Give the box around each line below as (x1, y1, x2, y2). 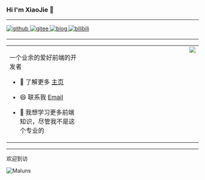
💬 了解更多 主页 (20, 78, 64, 86)
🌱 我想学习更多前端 (20, 108, 74, 117)
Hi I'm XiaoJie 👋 (6, 5, 54, 14)
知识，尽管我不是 (20, 117, 69, 126)
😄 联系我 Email (20, 93, 63, 102)
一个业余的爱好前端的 (9, 54, 71, 62)
